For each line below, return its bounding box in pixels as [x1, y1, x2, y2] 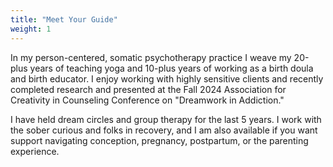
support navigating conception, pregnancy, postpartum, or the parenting [10, 134, 309, 146]
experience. [10, 145, 60, 157]
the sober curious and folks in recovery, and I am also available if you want [10, 124, 318, 136]
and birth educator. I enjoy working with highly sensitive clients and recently [10, 72, 324, 85]
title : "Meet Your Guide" [10, 14, 118, 25]
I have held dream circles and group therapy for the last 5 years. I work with [10, 113, 322, 125]
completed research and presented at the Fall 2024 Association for [10, 83, 287, 95]
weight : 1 [10, 24, 52, 34]
